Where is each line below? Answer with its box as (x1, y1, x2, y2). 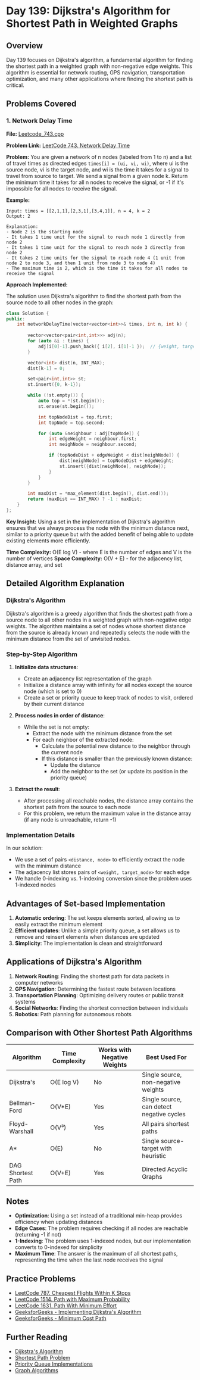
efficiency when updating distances (14, 1219, 103, 1226)
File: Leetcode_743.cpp (6, 130, 64, 138)
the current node (41, 748, 83, 755)
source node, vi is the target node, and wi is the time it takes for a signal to (6, 166, 189, 173)
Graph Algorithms (14, 1367, 58, 1374)
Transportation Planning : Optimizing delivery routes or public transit (14, 991, 184, 998)
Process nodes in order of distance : (14, 711, 105, 719)
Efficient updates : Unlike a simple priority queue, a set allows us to (14, 927, 180, 934)
